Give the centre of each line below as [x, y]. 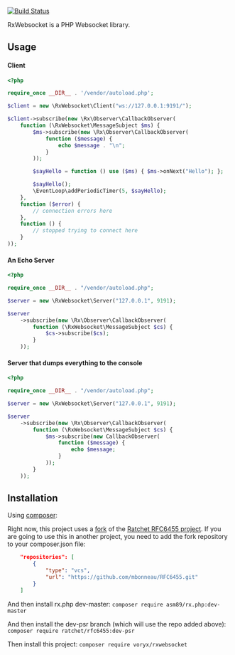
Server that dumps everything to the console [75, 362]
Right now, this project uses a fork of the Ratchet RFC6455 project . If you [114, 529]
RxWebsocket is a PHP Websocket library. [69, 25]
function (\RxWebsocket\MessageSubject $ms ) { [90, 126]
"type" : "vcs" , [68, 571]
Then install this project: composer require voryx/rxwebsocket [98, 644]
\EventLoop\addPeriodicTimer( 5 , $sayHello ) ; [100, 191]
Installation [33, 498]
